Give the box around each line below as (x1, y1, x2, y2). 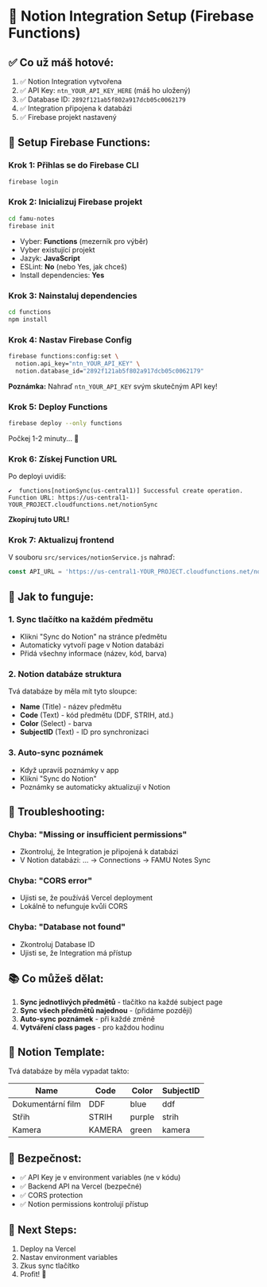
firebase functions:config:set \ (8, 352, 119, 360)
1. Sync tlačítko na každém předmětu (8, 613, 153, 624)
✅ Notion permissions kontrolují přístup (19, 1200, 149, 1209)
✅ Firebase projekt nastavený (19, 113, 117, 122)
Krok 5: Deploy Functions (8, 401, 108, 412)
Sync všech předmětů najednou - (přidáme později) (19, 1005, 193, 1015)
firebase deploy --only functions (8, 419, 123, 427)
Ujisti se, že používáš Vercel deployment (19, 893, 153, 902)
